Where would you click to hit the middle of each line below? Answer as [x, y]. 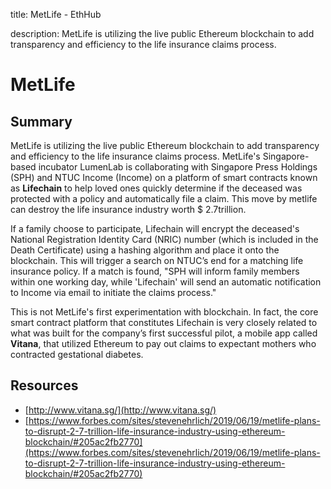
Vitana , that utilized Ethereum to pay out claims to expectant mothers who [163, 343]
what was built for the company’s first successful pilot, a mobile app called [164, 333]
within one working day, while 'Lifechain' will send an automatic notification [166, 282]
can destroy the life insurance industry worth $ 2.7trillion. [128, 209]
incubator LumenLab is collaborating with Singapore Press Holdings [178, 167]
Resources [44, 385]
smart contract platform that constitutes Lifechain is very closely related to [164, 322]
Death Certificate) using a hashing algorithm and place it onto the [145, 250]
